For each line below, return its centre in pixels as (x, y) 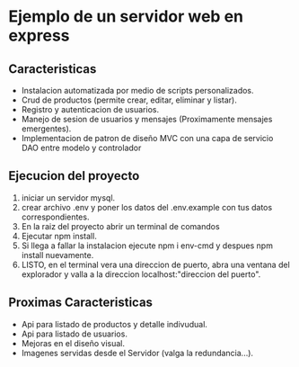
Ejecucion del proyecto (74, 176)
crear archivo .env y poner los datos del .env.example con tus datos (147, 207)
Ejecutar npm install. (59, 236)
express (39, 36)
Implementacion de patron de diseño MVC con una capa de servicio (147, 138)
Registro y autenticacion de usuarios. (90, 109)
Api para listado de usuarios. (74, 334)
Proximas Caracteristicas (81, 303)
